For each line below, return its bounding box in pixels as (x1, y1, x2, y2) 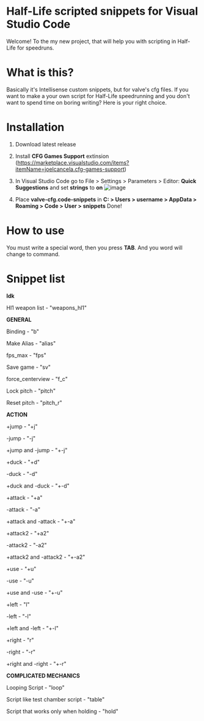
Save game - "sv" (6, 363, 51, 371)
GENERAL (6, 315, 32, 323)
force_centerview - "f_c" (6, 375, 68, 382)
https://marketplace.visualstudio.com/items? (17, 159, 129, 166)
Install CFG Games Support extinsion (15, 152, 109, 160)
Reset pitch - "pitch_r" (6, 399, 62, 406)
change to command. (6, 250, 60, 258)
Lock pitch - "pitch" (6, 387, 56, 394)
